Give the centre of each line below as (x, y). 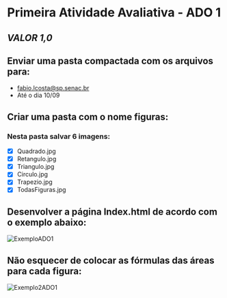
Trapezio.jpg (35, 182)
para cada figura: (44, 271)
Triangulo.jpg (36, 167)
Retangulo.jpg (37, 159)
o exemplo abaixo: (47, 222)
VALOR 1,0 (30, 38)
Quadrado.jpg (36, 151)
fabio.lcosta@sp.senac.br (53, 88)
